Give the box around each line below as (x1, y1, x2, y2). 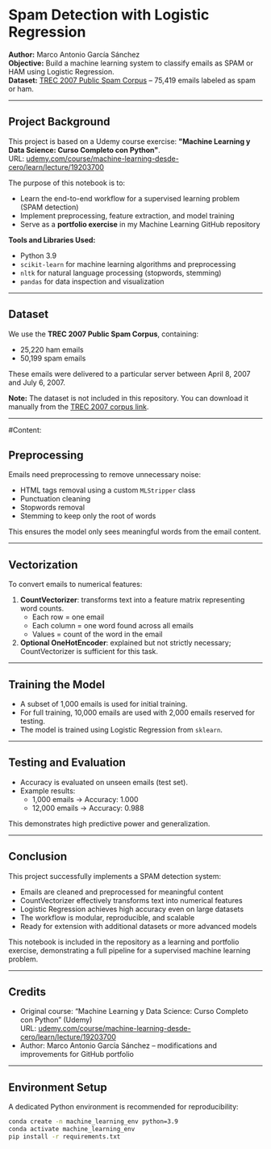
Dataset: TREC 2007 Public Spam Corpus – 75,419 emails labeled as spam (8, 75, 256, 85)
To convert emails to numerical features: (8, 580, 143, 589)
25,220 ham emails (19, 344, 84, 354)
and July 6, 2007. (8, 378, 66, 387)
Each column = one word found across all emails (31, 621, 194, 631)
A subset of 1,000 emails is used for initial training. (19, 699, 188, 708)
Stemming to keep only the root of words (19, 511, 156, 521)
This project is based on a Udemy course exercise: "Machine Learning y (8, 136, 251, 146)
